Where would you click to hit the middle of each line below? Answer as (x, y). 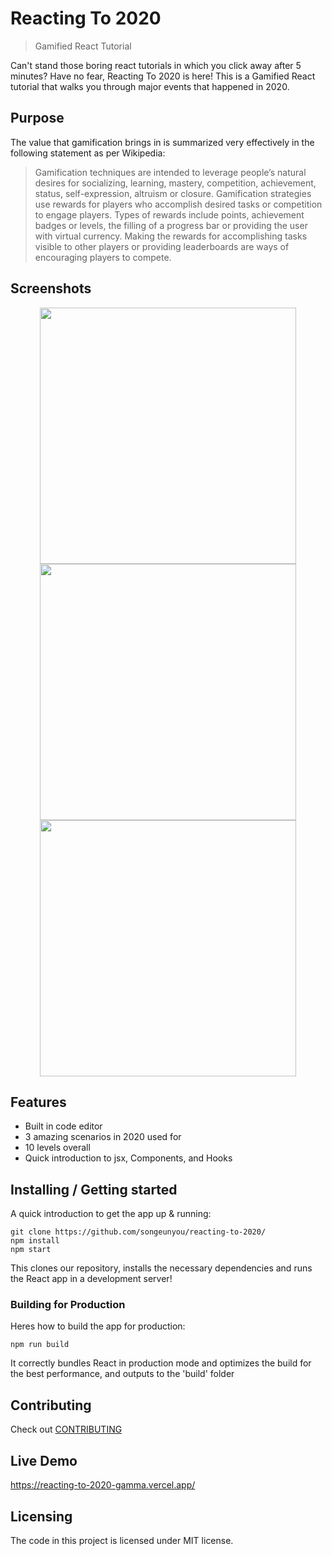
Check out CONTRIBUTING (66, 1429)
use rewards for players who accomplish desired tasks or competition (178, 204)
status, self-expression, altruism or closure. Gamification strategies (173, 193)
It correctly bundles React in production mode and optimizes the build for (161, 1363)
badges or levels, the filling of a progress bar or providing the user (171, 225)
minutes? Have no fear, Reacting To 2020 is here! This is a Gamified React (163, 76)
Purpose (37, 118)
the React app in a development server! (91, 1279)
